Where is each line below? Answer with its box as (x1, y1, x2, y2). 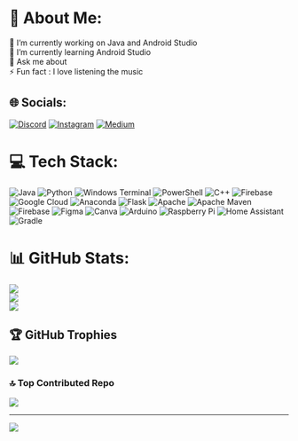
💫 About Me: (9, 8, 103, 28)
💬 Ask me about (9, 56, 67, 67)
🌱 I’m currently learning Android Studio (9, 46, 152, 57)
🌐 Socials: (9, 95, 67, 110)
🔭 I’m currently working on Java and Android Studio (9, 37, 198, 48)
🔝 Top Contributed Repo (9, 377, 115, 390)
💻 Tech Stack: (9, 151, 119, 171)
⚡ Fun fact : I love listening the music (9, 66, 144, 76)
